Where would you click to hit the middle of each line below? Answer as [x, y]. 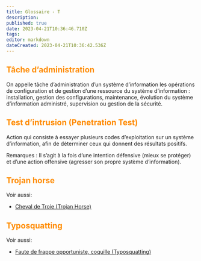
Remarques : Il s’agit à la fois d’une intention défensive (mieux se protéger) [99, 155]
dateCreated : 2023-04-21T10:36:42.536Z [56, 46]
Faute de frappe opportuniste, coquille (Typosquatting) [83, 252]
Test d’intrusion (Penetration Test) [72, 123]
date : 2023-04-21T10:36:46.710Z [47, 29]
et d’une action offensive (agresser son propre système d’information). [94, 162]
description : [23, 17]
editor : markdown [28, 40]
